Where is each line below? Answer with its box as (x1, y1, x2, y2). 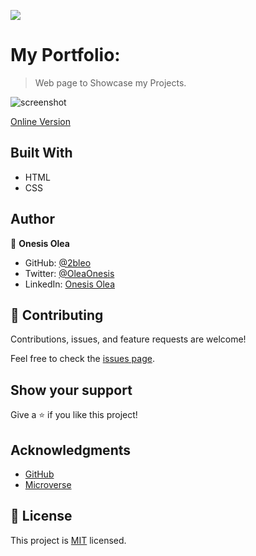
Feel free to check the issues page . (10, 353, 155, 365)
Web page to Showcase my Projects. (34, 76, 187, 89)
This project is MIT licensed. (10, 534, 127, 546)
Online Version (10, 115, 71, 127)
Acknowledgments (10, 441, 132, 459)
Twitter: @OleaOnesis (24, 267, 115, 279)
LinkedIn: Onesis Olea (24, 278, 115, 290)
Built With (10, 145, 73, 162)
